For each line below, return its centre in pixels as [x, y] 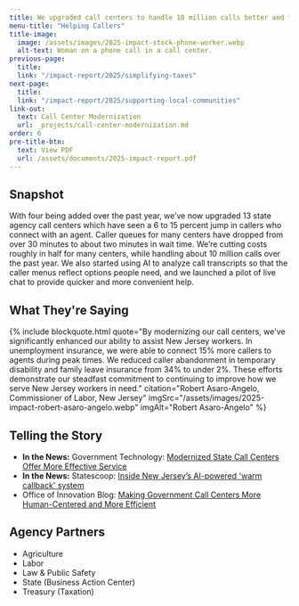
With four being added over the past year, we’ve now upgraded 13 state [140, 216]
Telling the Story [56, 435]
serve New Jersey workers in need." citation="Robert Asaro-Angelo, [134, 389]
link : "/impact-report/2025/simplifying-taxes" [107, 76]
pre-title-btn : [37, 142]
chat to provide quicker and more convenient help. [101, 283]
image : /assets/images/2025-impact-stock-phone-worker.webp [131, 42]
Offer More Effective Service [74, 466]
